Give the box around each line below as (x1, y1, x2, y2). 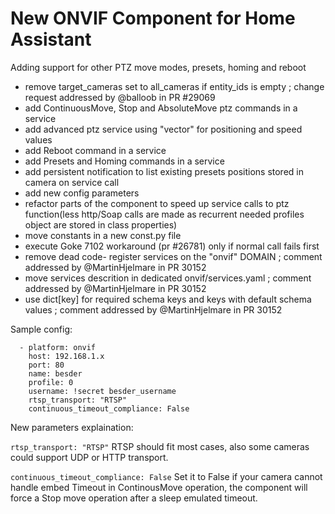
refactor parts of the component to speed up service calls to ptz (24, 197, 290, 209)
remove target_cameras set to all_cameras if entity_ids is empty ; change (24, 80, 325, 92)
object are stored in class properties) (24, 218, 178, 231)
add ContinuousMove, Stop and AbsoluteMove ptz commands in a (24, 102, 298, 114)
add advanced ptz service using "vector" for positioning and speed (24, 123, 303, 135)
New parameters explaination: (10, 421, 134, 433)
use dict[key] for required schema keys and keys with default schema (24, 293, 312, 305)
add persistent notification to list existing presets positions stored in (24, 165, 304, 177)
